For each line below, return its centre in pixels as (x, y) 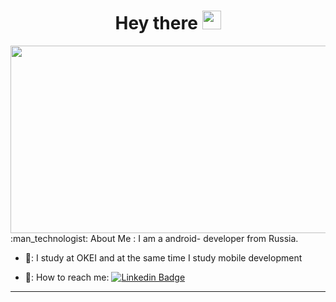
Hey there (156, 23)
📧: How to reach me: (67, 277)
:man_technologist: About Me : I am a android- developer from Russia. (154, 238)
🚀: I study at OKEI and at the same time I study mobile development (163, 257)
